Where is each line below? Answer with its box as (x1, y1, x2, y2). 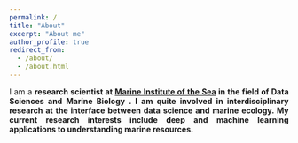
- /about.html (17, 63, 69, 71)
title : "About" (9, 21, 66, 30)
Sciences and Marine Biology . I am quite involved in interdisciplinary (9, 95, 289, 106)
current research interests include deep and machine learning (9, 114, 289, 124)
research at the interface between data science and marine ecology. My (9, 105, 289, 116)
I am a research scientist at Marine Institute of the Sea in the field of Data (9, 86, 290, 97)
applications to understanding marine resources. (9, 124, 193, 134)
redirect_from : (9, 46, 66, 55)
